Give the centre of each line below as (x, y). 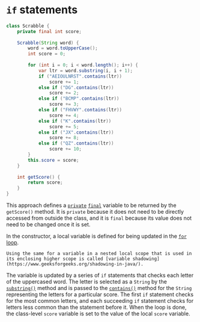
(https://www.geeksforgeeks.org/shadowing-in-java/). (75, 264)
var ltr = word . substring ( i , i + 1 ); (86, 70)
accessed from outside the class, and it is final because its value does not (99, 218)
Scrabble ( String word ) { (48, 43)
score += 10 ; (65, 149)
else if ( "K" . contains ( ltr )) (75, 121)
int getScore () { (39, 177)
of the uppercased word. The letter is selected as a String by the (86, 282)
